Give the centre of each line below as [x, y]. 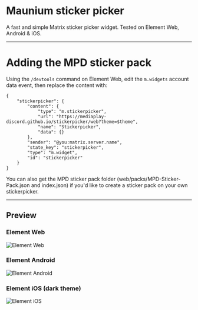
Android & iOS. [24, 33]
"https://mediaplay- [82, 116]
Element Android [31, 260]
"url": [46, 116]
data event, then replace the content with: [57, 85]
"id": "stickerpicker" [55, 158]
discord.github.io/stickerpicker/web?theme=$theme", [72, 122]
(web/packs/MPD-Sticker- [149, 179]
